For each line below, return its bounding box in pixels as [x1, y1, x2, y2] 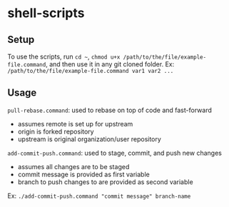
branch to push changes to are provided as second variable [17, 177, 194, 186]
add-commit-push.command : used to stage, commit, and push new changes [7, 148, 223, 157]
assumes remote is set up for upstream [17, 119, 133, 128]
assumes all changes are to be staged [17, 162, 130, 171]
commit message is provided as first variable [17, 170, 150, 178]
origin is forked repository [17, 127, 94, 136]
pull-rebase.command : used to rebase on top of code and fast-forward [7, 106, 212, 114]
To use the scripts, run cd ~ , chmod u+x [7, 52, 121, 61]
